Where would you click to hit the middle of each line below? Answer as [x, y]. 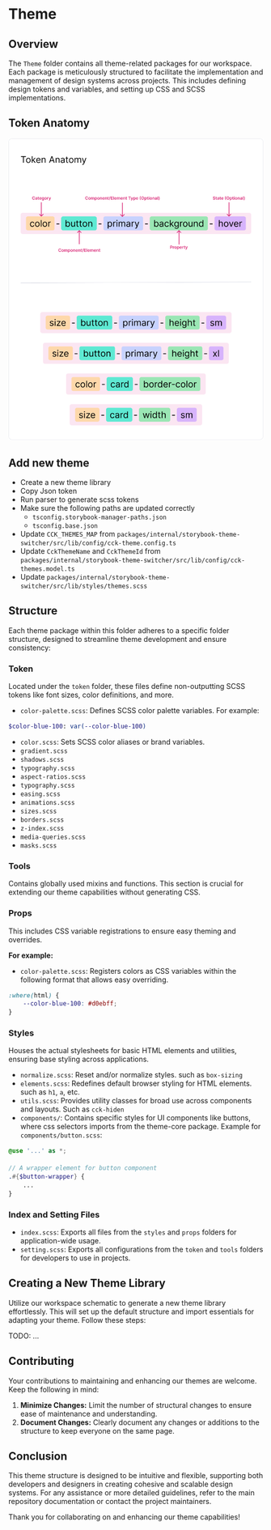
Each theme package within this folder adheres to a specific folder [119, 630]
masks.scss [38, 846]
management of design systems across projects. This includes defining [127, 81]
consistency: [30, 648]
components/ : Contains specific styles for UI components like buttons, [135, 1118]
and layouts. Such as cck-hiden [72, 1109]
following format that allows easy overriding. [94, 980]
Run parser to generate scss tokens [79, 499]
